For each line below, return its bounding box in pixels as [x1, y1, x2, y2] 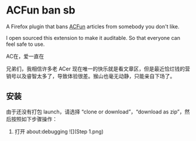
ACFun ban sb [6, 4, 75, 17]
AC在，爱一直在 [6, 52, 44, 59]
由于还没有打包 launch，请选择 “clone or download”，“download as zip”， [6, 108, 185, 115]
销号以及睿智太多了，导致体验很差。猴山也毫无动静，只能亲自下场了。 [6, 72, 176, 79]
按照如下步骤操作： [11, 115, 57, 122]
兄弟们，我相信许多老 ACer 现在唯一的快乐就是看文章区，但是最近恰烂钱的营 [6, 65, 190, 72]
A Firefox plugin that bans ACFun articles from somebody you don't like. [6, 23, 180, 30]
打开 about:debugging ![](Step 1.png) [14, 127, 104, 135]
